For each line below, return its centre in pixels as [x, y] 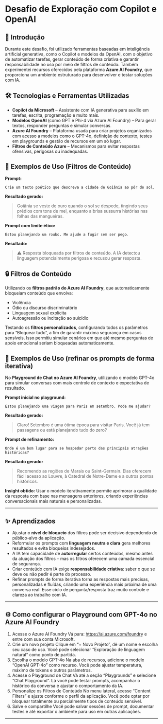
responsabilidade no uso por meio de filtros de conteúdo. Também [72, 64]
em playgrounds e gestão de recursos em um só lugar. [66, 141]
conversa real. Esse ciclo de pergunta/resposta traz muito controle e [81, 590]
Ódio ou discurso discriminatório [45, 308]
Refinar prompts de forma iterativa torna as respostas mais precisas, [81, 579]
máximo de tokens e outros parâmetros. [52, 670]
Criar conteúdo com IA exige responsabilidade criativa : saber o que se [83, 569]
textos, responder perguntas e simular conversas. [62, 126]
